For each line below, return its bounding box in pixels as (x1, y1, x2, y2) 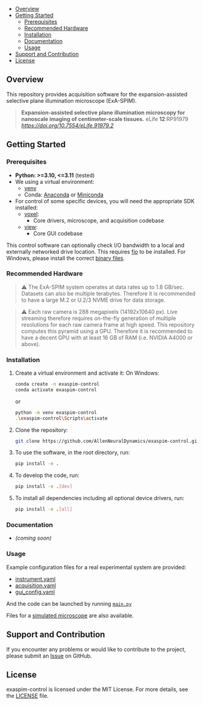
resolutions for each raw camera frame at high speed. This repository (21, 321, 195, 328)
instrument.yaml (15, 575, 56, 583)
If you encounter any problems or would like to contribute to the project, (6, 645, 186, 653)
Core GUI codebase (33, 229, 83, 237)
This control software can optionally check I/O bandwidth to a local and (6, 241, 185, 249)
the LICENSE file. (6, 692, 49, 700)
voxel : (24, 210, 39, 218)
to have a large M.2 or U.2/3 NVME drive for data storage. (21, 296, 165, 304)
